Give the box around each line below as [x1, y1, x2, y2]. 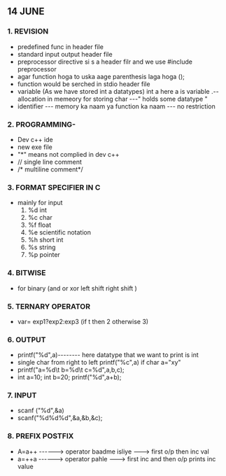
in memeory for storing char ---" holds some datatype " [47, 94, 208, 103]
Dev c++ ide [17, 135, 54, 143]
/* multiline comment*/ [17, 164, 84, 174]
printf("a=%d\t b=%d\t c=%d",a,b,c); [17, 365, 125, 374]
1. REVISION [7, 27, 49, 36]
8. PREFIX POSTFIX [7, 431, 74, 441]
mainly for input [17, 199, 63, 207]
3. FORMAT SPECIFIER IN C [7, 182, 101, 192]
